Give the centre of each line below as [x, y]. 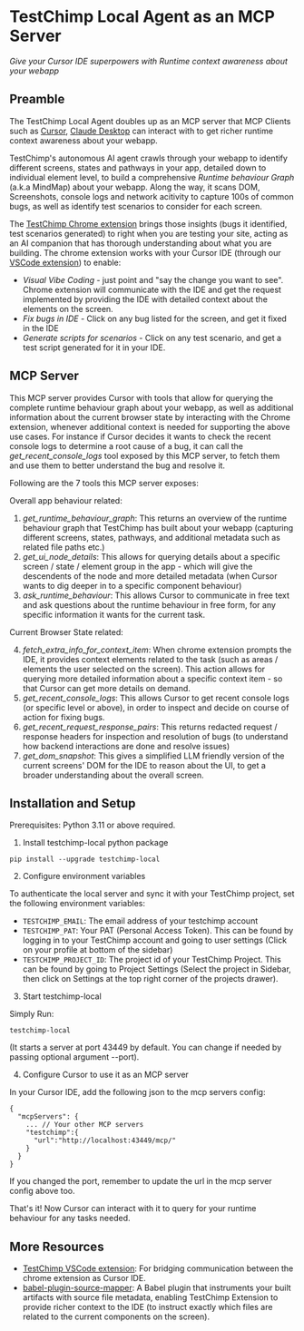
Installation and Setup [73, 803]
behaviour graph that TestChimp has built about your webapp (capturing [158, 527]
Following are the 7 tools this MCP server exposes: [104, 483]
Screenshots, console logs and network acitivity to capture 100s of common [152, 196]
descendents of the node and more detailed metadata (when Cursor [150, 576]
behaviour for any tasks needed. [70, 1218]
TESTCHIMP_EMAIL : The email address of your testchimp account [140, 921]
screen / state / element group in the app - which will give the [137, 566]
